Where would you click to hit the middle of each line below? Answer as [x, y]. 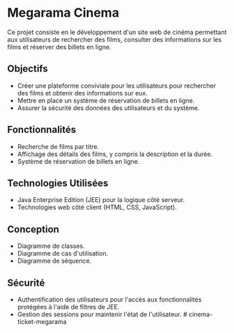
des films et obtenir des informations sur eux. [82, 93]
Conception [33, 229]
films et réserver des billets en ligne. [59, 47]
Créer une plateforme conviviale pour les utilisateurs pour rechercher [116, 86]
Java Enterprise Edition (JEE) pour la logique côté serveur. [101, 200]
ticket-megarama [42, 322]
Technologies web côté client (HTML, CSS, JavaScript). [97, 208]
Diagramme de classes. [51, 246]
